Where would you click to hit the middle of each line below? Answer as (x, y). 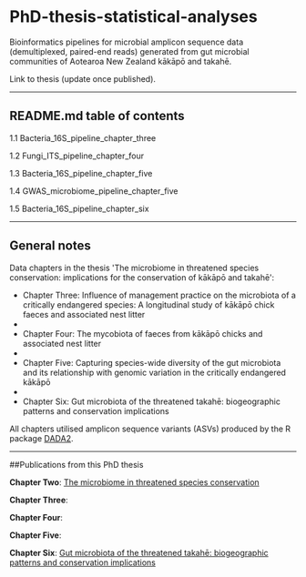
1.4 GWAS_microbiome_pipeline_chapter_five (94, 191)
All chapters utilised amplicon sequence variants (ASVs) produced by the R (150, 429)
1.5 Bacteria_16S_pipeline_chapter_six (79, 208)
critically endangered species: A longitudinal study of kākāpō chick (148, 304)
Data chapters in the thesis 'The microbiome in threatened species (134, 268)
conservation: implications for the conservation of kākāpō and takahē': (142, 277)
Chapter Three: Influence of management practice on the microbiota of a (159, 295)
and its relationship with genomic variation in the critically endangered (154, 372)
